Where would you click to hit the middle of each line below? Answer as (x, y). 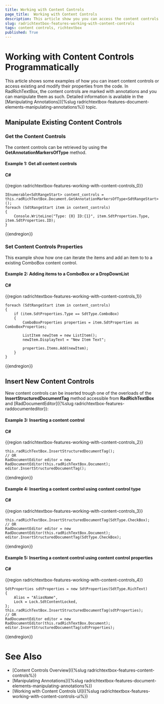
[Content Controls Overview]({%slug (49, 670)
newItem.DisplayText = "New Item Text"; (64, 340)
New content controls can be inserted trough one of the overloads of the (78, 393)
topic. (91, 107)
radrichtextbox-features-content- (121, 670)
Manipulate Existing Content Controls (64, 123)
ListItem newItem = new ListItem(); (60, 335)
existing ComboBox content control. (41, 263)
